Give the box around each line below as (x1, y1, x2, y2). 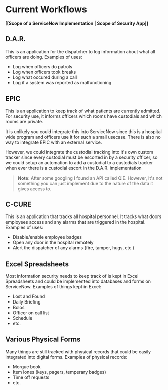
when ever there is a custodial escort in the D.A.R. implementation (5, 165, 142, 171)
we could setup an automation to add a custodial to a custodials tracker (5, 159, 153, 165)
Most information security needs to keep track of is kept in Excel (5, 273, 139, 279)
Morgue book (12, 364, 41, 370)
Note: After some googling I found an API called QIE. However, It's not (17, 175, 163, 181)
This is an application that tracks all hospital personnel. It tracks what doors (5, 213, 162, 220)
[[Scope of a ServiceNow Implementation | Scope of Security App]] (5, 20, 148, 26)
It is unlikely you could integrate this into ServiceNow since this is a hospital (5, 128, 162, 135)
